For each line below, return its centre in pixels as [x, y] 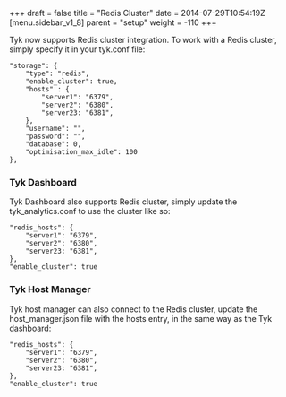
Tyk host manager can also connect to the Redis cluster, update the [134, 309]
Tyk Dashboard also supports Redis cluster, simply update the [123, 202]
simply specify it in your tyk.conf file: [77, 49]
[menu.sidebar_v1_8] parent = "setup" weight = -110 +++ [113, 22]
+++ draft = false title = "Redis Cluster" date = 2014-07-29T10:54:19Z [137, 13]
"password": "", [56, 136]
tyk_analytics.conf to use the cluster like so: [90, 211]
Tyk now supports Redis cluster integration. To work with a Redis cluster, [143, 40]
